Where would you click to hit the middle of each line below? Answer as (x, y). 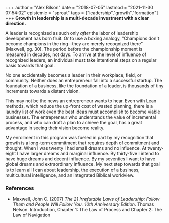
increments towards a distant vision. (43, 91)
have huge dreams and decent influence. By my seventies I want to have (80, 159)
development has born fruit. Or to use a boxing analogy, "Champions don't (82, 38)
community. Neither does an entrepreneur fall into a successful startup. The (84, 80)
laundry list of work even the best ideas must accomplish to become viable (83, 111)
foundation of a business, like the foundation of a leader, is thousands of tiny (84, 86)
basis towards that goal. (30, 65)
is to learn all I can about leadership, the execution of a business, (72, 170)
